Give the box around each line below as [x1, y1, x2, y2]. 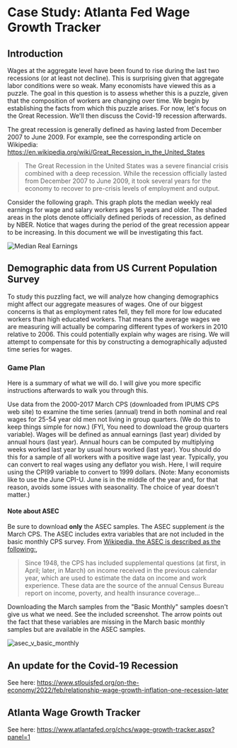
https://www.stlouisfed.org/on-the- [36, 679, 139, 687]
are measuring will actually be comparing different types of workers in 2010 [7, 322, 228, 330]
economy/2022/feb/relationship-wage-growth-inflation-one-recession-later [7, 686, 229, 695]
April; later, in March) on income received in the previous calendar [24, 566, 217, 575]
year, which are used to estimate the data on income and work [24, 574, 207, 582]
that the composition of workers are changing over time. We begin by [7, 96, 209, 105]
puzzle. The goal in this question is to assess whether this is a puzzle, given [7, 89, 229, 97]
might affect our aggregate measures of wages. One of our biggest [7, 299, 203, 308]
